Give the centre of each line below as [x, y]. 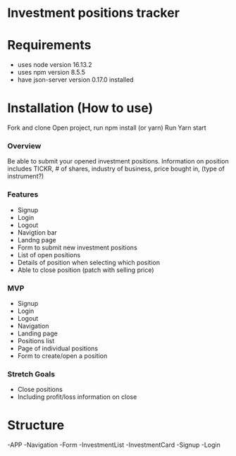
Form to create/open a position [62, 356]
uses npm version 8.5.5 [51, 73]
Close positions [40, 390]
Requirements [49, 45]
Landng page [37, 240]
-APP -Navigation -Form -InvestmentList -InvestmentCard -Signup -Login [114, 445]
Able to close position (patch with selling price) [86, 270]
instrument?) [26, 176]
